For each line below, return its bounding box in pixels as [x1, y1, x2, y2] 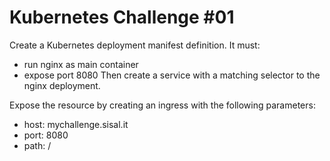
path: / [23, 139, 52, 151]
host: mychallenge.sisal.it [23, 118, 129, 130]
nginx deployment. [23, 79, 101, 91]
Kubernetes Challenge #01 [9, 6, 235, 29]
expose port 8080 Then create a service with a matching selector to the [23, 69, 321, 81]
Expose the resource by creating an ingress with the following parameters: [9, 99, 316, 111]
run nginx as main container [23, 58, 139, 70]
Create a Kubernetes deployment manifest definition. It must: [9, 39, 261, 51]
